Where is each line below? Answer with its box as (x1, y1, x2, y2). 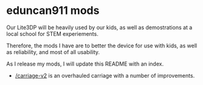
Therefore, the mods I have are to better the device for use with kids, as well (6, 42, 198, 49)
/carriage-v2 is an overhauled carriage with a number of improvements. (15, 72, 195, 79)
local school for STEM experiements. (6, 30, 98, 37)
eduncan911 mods (6, 4, 100, 18)
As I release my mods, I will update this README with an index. (6, 60, 164, 67)
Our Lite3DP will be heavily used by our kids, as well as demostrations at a (6, 24, 193, 31)
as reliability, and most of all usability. (6, 48, 100, 55)
